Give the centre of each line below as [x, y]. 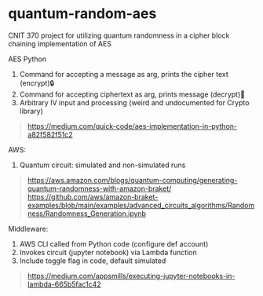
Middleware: [28, 228]
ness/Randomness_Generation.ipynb [87, 214]
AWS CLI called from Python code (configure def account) [114, 243]
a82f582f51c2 [50, 134]
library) [31, 111]
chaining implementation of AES [60, 43]
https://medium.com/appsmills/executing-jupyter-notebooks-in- [131, 276]
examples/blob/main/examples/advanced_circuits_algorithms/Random [141, 205]
